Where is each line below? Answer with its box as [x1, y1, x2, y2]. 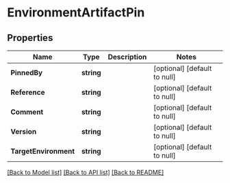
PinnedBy [10, 68, 43, 77]
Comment [10, 107, 44, 117]
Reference [10, 87, 45, 97]
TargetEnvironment [10, 147, 75, 156]
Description [107, 53, 147, 61]
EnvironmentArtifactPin [7, 5, 145, 20]
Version [10, 127, 37, 136]
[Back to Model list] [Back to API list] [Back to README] [7, 169, 164, 176]
